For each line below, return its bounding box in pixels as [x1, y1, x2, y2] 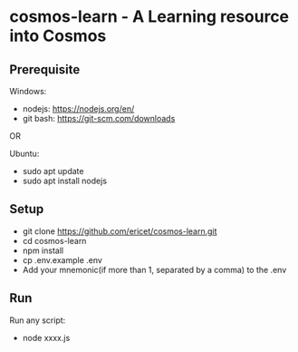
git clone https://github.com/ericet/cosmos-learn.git [22, 225, 217, 237]
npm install [22, 245, 64, 256]
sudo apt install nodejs [22, 175, 107, 186]
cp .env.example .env [22, 254, 102, 265]
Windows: [9, 86, 47, 96]
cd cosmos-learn [22, 235, 87, 246]
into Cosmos [9, 25, 107, 46]
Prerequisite [9, 62, 81, 77]
